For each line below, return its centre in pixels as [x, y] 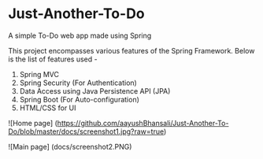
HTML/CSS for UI [48, 108]
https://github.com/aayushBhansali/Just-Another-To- [143, 123]
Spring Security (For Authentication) [78, 83]
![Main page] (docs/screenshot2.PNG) [70, 146]
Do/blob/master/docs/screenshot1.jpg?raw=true [86, 131]
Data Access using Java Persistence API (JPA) [95, 91]
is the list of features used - [53, 59]
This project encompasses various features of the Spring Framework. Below [131, 50]
